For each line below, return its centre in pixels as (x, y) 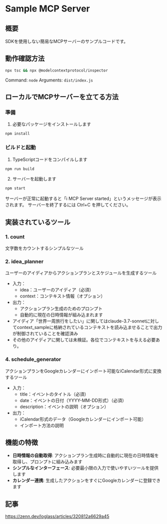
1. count (15, 236)
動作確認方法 (25, 59)
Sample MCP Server (48, 9)
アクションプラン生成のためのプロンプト (61, 308)
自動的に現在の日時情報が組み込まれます (61, 315)
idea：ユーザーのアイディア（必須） (57, 290)
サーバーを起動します (34, 179)
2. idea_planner (24, 261)
